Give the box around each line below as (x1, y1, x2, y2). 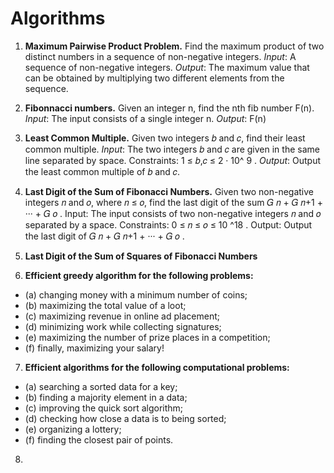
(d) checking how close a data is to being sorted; (24, 412, 227, 424)
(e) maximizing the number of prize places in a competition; (24, 331, 271, 343)
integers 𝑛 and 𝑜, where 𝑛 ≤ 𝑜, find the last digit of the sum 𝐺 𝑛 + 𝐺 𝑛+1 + (24, 196, 323, 208)
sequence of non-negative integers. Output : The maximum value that (24, 61, 310, 73)
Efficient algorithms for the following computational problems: (24, 361, 290, 373)
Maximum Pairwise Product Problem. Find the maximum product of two (24, 40, 325, 52)
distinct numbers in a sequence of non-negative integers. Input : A (24, 50, 297, 62)
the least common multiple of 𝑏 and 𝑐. (24, 165, 180, 177)
